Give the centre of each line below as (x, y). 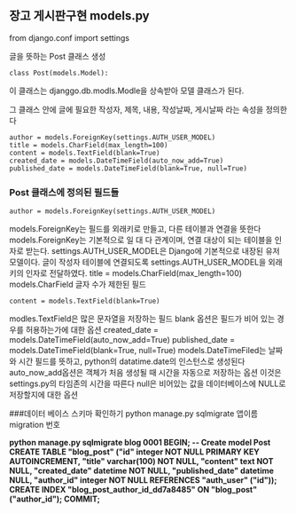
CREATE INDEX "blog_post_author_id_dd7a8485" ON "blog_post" (133, 490)
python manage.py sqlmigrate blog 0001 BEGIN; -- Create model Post (140, 443)
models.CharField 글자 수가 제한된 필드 (78, 284)
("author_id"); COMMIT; (55, 499)
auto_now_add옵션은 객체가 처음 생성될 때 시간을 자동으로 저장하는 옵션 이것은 (145, 373)
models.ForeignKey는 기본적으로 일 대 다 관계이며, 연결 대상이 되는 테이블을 (141, 240)
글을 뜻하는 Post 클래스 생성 (58, 56)
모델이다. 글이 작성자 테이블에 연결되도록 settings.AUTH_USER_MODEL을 (138, 262)
